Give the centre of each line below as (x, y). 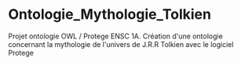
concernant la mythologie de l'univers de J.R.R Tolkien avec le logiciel (121, 44)
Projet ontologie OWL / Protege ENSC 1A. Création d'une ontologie (116, 36)
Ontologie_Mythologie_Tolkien (110, 14)
